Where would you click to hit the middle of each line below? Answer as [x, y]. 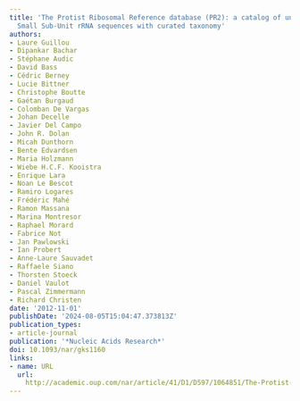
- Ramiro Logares [42, 192]
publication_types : [46, 325]
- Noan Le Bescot [42, 184]
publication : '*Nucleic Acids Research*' [87, 341]
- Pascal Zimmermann [48, 291]
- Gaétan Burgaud [42, 100]
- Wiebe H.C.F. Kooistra [55, 167]
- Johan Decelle [39, 117]
